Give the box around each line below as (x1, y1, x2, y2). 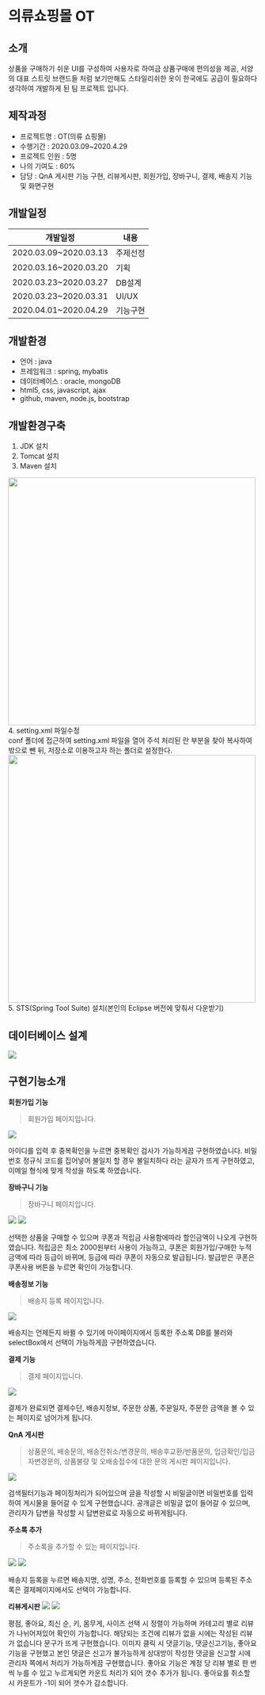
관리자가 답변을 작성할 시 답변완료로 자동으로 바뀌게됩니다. (8, 1508, 188, 1517)
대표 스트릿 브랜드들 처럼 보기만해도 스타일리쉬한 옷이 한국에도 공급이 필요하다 (16, 74, 258, 83)
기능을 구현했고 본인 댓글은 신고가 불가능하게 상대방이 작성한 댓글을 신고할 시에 (8, 1648, 252, 1658)
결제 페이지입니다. (27, 1371, 83, 1380)
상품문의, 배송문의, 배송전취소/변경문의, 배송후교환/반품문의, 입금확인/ (27, 1446, 243, 1456)
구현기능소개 (8, 1075, 66, 1089)
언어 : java (19, 357, 53, 366)
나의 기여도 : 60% (19, 161, 76, 170)
